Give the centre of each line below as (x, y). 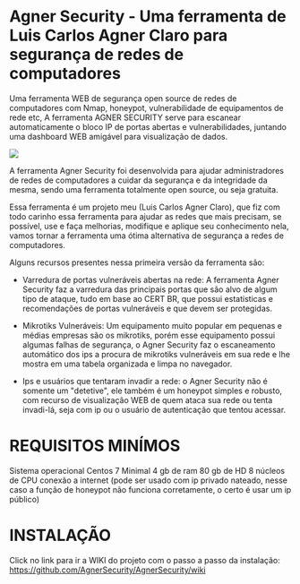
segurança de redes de (97, 55)
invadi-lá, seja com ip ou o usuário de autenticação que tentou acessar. (154, 409)
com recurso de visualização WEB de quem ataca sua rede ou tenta (147, 399)
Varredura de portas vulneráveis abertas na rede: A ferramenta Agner (150, 279)
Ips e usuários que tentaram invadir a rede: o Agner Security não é (145, 381)
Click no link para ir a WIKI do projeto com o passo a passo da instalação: (145, 560)
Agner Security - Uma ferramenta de (148, 17)
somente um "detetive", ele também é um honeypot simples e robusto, (152, 391)
